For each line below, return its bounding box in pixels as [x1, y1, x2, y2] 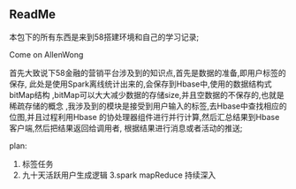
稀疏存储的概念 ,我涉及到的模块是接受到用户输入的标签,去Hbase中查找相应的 [9, 101, 287, 111]
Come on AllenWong [9, 49, 84, 60]
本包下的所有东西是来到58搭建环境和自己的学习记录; [9, 31, 200, 42]
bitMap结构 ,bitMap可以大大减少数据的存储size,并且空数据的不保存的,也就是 [9, 89, 285, 100]
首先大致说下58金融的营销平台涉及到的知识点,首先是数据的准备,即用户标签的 [9, 67, 287, 78]
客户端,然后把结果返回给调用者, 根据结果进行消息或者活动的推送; [9, 123, 243, 133]
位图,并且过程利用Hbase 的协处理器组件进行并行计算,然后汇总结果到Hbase [9, 111, 280, 122]
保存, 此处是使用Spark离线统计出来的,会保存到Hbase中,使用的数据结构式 [9, 79, 272, 89]
